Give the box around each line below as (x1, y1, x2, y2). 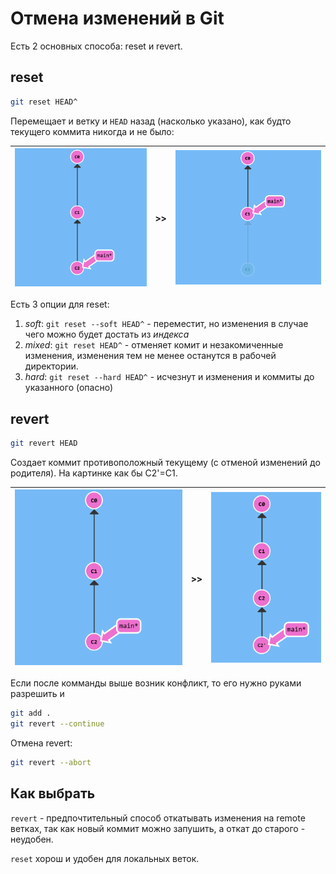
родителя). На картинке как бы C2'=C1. (10, 467, 178, 479)
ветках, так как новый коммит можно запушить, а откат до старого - (10, 822, 306, 834)
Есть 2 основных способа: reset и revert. (10, 40, 183, 52)
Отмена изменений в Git (10, 7, 225, 30)
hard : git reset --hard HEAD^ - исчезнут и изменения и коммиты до (24, 371, 315, 383)
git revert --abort (10, 758, 92, 768)
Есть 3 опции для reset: (10, 298, 110, 311)
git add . (10, 708, 52, 719)
